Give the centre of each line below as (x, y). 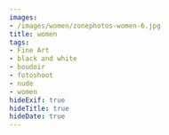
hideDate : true (37, 116)
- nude (21, 83)
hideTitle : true (39, 108)
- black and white (43, 59)
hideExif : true (37, 100)
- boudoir (28, 67)
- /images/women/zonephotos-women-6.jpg (85, 26)
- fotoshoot (31, 75)
